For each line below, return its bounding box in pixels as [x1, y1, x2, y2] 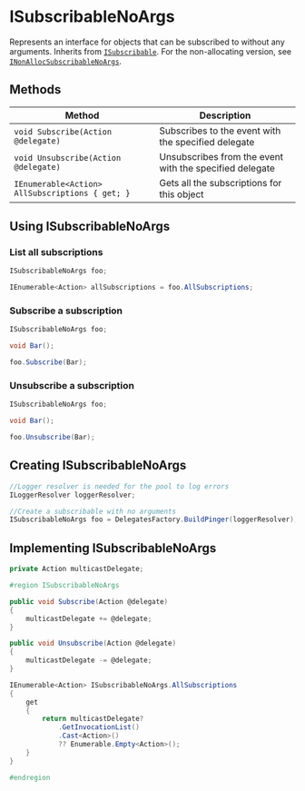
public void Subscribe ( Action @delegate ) [9, 597, 169, 606]
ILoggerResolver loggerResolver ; [9, 490, 136, 499]
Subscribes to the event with [158, 124, 281, 137]
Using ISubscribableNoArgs [9, 219, 171, 234]
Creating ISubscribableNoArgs [9, 458, 187, 473]
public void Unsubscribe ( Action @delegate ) [9, 638, 177, 648]
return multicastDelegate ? [42, 715, 144, 724]
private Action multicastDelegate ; [9, 565, 144, 574]
